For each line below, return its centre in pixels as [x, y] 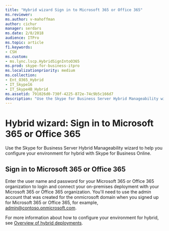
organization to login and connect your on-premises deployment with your [82, 187]
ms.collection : [21, 75]
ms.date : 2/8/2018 [24, 33]
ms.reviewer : [19, 15]
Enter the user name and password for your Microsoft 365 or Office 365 [80, 181]
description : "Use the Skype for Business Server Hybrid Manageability [82, 98]
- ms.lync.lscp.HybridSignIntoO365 [43, 61]
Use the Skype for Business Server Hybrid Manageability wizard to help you [84, 148]
